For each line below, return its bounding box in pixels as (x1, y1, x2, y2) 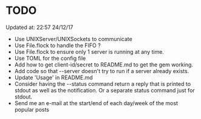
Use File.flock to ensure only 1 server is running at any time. (14, 48, 165, 55)
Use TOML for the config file (14, 54, 86, 62)
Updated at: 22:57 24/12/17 (5, 24, 73, 31)
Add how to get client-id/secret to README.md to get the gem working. (14, 61, 194, 68)
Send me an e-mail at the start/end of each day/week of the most (14, 99, 179, 106)
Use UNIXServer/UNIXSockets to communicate (14, 35, 133, 42)
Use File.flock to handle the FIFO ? (14, 42, 101, 49)
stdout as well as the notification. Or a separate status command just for (14, 86, 195, 94)
